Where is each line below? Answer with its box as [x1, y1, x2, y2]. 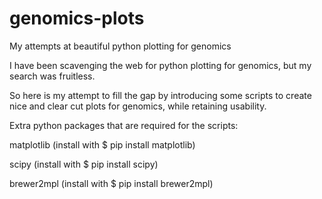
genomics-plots [9, 7, 145, 30]
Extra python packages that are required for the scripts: [9, 119, 239, 131]
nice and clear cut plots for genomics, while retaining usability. [9, 100, 267, 112]
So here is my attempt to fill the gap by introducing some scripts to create [9, 89, 312, 101]
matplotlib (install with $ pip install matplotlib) [9, 138, 196, 151]
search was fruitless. [9, 70, 96, 82]
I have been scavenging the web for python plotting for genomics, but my [9, 59, 312, 71]
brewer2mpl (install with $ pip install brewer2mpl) [9, 177, 214, 189]
